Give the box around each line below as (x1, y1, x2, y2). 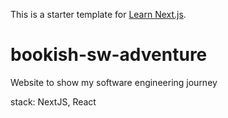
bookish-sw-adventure (10, 44, 208, 66)
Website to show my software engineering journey (10, 76, 218, 88)
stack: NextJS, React (10, 95, 97, 108)
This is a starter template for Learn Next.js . (10, 9, 187, 20)
